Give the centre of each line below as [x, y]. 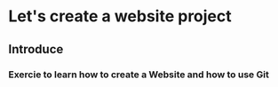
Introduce [36, 49]
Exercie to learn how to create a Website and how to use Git [139, 75]
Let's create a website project [120, 16]
